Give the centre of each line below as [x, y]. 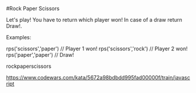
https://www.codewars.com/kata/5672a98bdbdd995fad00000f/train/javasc [98, 77]
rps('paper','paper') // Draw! [40, 55]
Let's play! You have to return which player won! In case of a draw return [94, 20]
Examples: [19, 37]
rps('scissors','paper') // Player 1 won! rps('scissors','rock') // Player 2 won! [97, 49]
